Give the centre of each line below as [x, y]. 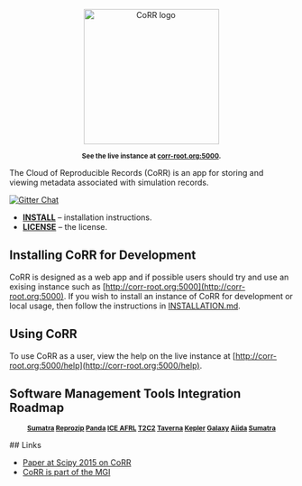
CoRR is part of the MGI [66, 472]
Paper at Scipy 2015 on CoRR [77, 463]
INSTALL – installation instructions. [87, 217]
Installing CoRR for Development [103, 256]
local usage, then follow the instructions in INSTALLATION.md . [125, 306]
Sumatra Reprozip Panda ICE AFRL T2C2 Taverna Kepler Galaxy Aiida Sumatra [151, 428]
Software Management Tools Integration [125, 394]
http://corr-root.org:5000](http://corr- [175, 286]
